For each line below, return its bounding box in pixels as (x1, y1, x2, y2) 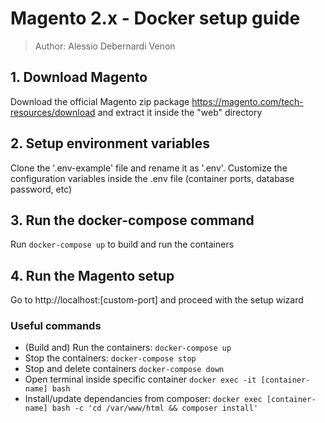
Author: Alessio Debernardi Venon (34, 40, 176, 52)
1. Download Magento (10, 69, 148, 86)
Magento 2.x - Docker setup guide (10, 7, 301, 30)
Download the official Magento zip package (10, 95, 190, 107)
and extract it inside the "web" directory (97, 106, 263, 118)
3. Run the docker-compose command (10, 212, 255, 229)
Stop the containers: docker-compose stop (24, 352, 197, 364)
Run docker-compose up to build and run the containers (10, 238, 235, 251)
